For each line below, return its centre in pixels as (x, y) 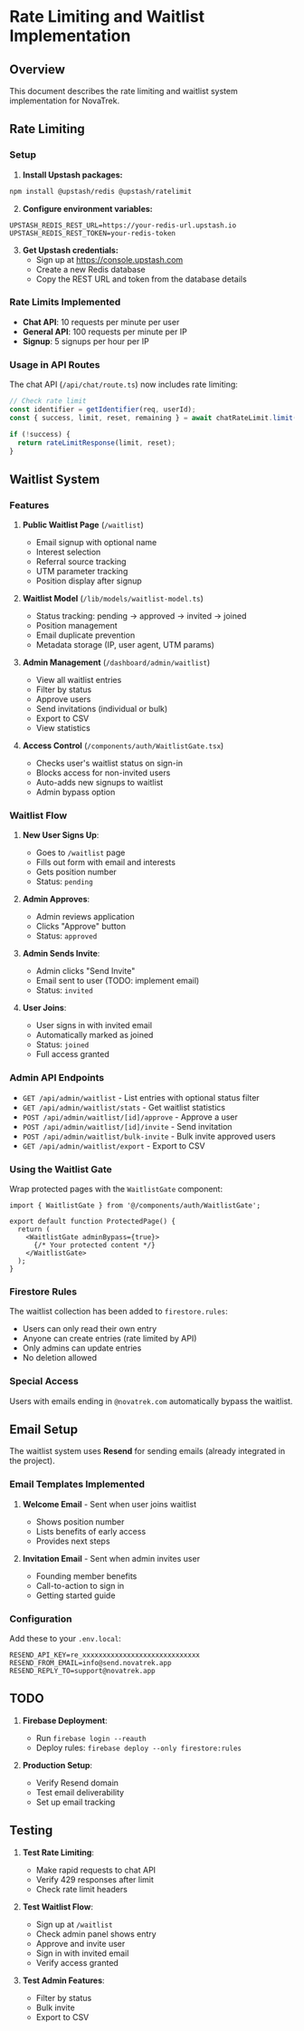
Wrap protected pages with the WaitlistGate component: (116, 1189)
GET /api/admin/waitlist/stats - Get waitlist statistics (124, 1107)
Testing (31, 1830)
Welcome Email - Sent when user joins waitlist (109, 1504)
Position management (76, 626)
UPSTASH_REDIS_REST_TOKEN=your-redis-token (93, 233)
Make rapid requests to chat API (96, 1870)
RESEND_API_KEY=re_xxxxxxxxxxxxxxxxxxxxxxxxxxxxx (105, 1655)
